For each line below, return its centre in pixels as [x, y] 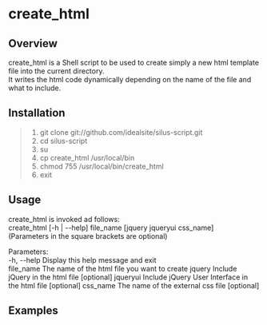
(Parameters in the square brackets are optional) [88, 236]
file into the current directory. [56, 71]
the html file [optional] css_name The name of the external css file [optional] [134, 285]
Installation [37, 113]
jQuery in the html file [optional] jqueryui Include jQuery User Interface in [128, 277]
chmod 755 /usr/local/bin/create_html [102, 166]
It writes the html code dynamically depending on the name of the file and [130, 79]
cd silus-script [64, 141]
